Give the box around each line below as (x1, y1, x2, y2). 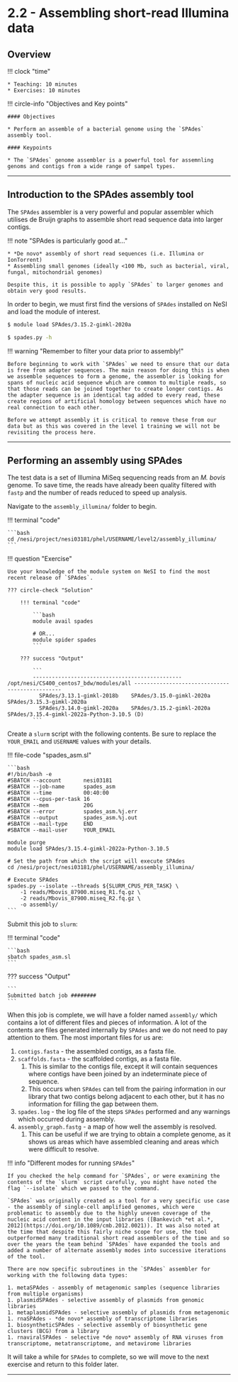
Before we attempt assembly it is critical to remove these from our (7, 416, 217, 424)
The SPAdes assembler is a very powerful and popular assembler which (7, 207, 214, 216)
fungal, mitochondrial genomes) (7, 268, 103, 276)
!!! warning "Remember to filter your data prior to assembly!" (7, 346, 184, 355)
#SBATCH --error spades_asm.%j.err (7, 808, 138, 815)
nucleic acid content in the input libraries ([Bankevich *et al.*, (7, 1216, 214, 1223)
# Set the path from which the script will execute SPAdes (7, 858, 186, 865)
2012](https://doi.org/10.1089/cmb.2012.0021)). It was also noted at (7, 1222, 220, 1229)
